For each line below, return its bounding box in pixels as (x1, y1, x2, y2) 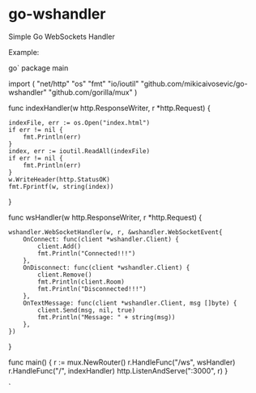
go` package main (8, 62, 69, 73)
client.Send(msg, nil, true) (37, 305, 136, 314)
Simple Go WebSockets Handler (8, 32, 115, 41)
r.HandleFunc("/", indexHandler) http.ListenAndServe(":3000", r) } (8, 365, 228, 375)
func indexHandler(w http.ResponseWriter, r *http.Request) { (8, 103, 211, 113)
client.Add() (37, 242, 82, 250)
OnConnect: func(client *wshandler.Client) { (23, 235, 180, 243)
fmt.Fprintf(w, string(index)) (8, 182, 114, 190)
